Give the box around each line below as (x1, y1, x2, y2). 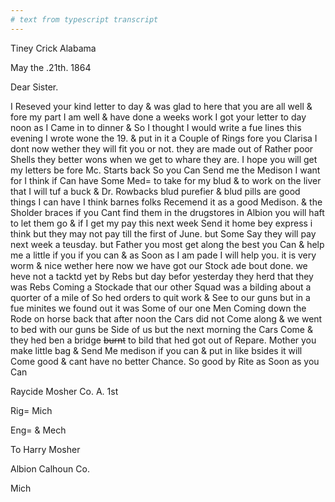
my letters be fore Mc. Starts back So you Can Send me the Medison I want (10, 164, 321, 176)
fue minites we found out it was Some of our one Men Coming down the (10, 302, 307, 314)
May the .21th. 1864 (10, 61, 92, 73)
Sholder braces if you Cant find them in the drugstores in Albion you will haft (10, 206, 325, 218)
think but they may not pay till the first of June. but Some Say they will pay (10, 227, 317, 240)
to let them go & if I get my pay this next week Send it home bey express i (10, 217, 313, 229)
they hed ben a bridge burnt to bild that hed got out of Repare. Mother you (10, 334, 317, 346)
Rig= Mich (10, 404, 53, 416)
